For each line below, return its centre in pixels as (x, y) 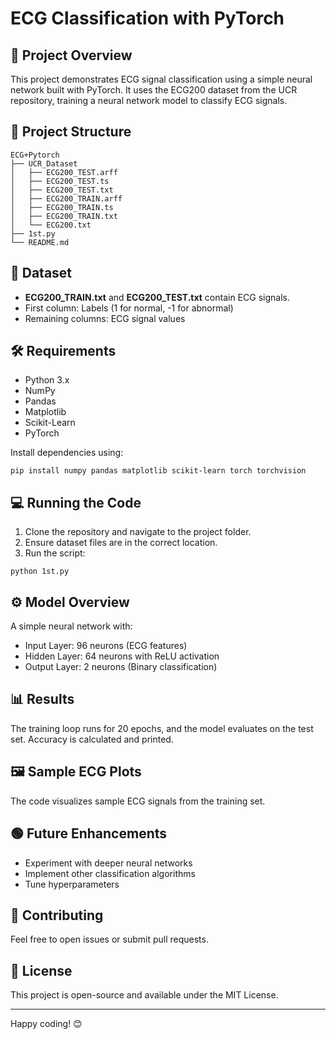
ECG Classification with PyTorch (147, 18)
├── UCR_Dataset (44, 163)
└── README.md (40, 242)
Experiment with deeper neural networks (108, 863)
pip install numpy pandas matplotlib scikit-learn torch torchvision (158, 471)
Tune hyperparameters (72, 884)
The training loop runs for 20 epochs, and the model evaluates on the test (162, 728)
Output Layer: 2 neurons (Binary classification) (121, 667)
